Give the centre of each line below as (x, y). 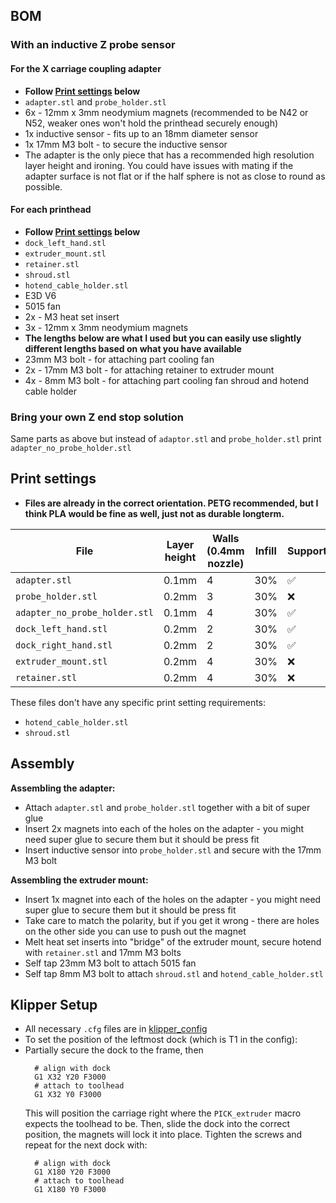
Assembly (42, 764)
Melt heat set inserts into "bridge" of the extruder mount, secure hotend (173, 941)
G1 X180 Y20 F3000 (72, 1172)
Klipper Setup (54, 1005)
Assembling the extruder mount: (79, 880)
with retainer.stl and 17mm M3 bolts (103, 952)
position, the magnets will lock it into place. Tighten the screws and (163, 1135)
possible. (43, 186)
